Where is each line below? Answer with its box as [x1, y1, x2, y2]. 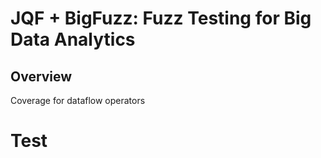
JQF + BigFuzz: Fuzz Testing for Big [10, 7, 312, 30]
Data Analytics [10, 28, 136, 51]
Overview [10, 68, 73, 85]
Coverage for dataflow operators [10, 95, 146, 106]
